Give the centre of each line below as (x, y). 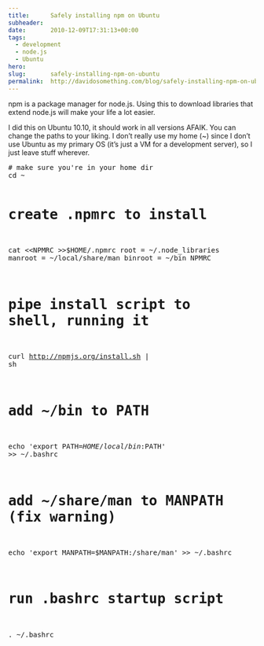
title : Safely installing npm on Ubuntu (84, 15)
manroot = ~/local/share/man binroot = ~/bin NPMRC (110, 258)
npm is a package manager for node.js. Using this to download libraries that (131, 104)
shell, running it (79, 320)
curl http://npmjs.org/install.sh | (79, 356)
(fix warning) (62, 517)
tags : (17, 37)
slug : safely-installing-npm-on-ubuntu (84, 74)
